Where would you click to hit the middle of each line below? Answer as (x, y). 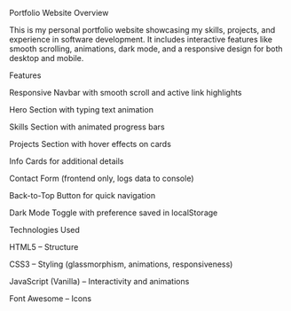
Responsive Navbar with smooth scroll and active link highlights (126, 93)
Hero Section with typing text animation (81, 109)
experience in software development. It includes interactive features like (141, 39)
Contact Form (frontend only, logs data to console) (102, 178)
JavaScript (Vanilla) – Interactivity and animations (99, 281)
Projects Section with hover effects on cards (90, 144)
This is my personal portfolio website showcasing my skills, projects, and (142, 30)
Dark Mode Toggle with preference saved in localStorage (114, 213)
